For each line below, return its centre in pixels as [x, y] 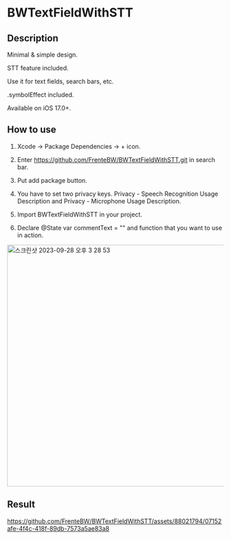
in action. [30, 235]
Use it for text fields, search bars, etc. [60, 81]
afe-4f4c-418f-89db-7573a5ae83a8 [58, 528]
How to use [32, 130]
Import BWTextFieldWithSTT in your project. [80, 214]
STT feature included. [38, 68]
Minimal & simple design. [42, 54]
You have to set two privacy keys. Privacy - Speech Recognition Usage [118, 194]
